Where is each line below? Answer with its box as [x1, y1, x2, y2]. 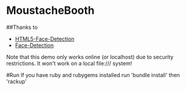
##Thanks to [6, 24, 38, 31]
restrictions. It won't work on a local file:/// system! [6, 60, 132, 67]
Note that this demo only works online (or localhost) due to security [6, 53, 173, 60]
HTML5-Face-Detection [14, 35, 75, 42]
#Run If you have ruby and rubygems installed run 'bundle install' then [6, 71, 181, 78]
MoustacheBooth [6, 4, 95, 17]
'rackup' [6, 78, 27, 85]
